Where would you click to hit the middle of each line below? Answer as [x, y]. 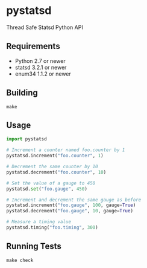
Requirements [33, 46]
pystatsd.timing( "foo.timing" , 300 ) [52, 227]
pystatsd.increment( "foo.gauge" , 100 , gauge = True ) [71, 205]
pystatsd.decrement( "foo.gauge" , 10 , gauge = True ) [70, 211]
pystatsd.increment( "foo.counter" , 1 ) [55, 156]
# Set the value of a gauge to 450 [51, 183]
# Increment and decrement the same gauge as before [74, 200]
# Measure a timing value [39, 222]
